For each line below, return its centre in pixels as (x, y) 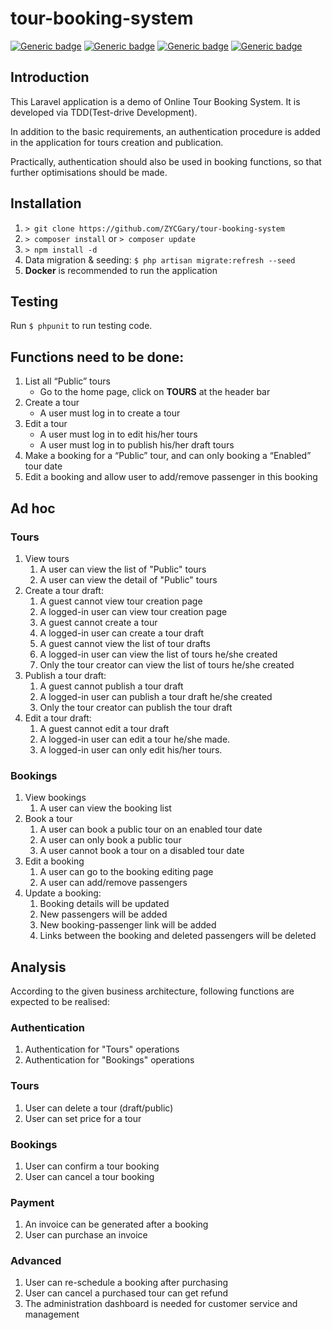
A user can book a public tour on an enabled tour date (151, 829)
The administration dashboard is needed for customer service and (161, 1304)
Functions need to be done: (97, 357)
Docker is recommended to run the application (121, 270)
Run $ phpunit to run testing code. (81, 326)
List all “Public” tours (67, 381)
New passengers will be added (103, 914)
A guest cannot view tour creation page (121, 601)
